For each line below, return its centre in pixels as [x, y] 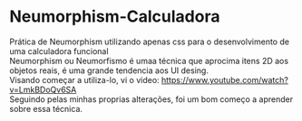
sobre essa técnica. [46, 108]
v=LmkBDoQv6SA [43, 89]
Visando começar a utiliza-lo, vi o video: [85, 79]
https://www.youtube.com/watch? [225, 79]
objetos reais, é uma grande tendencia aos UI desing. [109, 70]
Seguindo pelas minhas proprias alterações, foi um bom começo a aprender [151, 99]
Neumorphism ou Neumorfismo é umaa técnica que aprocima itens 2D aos [149, 60]
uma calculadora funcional [59, 51]
